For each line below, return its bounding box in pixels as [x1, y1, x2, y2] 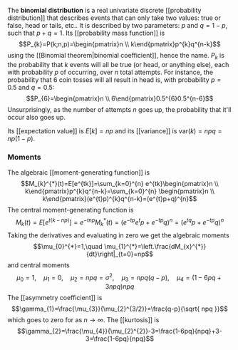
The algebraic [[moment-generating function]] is [7, 168, 150, 177]
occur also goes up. [7, 113, 66, 121]
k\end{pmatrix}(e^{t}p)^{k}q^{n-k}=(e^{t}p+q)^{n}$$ [42, 195, 197, 203]
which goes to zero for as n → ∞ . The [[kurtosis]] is [7, 316, 160, 324]
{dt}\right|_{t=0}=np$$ [86, 249, 154, 258]
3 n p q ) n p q [105, 282, 135, 291]
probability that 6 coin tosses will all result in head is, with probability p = [7, 75, 222, 84]
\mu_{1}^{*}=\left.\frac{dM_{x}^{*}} [104, 242, 207, 250]
